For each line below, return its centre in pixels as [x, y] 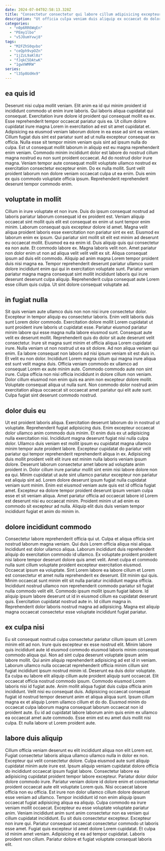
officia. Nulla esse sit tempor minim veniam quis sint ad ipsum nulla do [76, 142]
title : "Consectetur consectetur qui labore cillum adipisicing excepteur [83, 14]
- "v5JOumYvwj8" [26, 37]
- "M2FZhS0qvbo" [26, 46]
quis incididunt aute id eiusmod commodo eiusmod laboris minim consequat [82, 649]
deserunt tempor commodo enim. [39, 184]
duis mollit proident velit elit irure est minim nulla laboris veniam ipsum [76, 459]
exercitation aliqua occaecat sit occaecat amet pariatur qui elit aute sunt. [79, 390]
